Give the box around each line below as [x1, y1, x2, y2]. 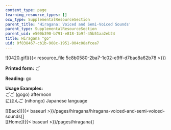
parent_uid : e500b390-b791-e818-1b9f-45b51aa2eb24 [5, 31, 115, 36]
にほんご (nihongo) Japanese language [5, 97, 88, 103]
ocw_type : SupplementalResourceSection [5, 17, 90, 22]
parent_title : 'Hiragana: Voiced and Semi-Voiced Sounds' [5, 21, 131, 27]
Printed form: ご [5, 65, 40, 71]
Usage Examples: [5, 85, 43, 91]
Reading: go [5, 75, 32, 82]
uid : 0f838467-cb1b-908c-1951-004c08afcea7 [5, 41, 100, 46]
